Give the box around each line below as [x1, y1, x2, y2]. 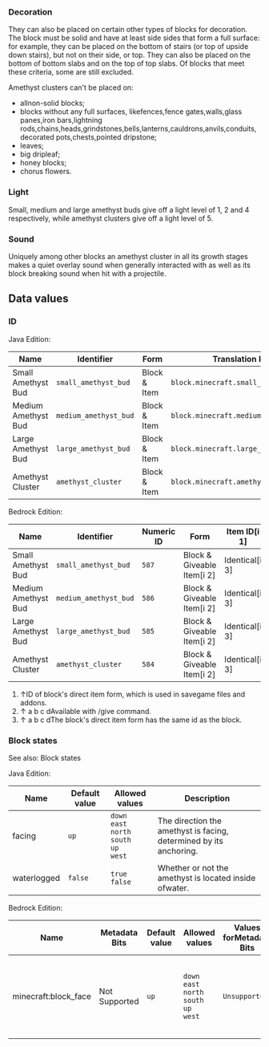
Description [183, 793, 231, 804]
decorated [19, 132, 54, 142]
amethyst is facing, [157, 825, 229, 836]
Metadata [99, 927, 139, 938]
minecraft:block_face [12, 990, 92, 1001]
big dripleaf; [19, 149, 61, 159]
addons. [19, 697, 47, 708]
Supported [98, 996, 139, 1007]
